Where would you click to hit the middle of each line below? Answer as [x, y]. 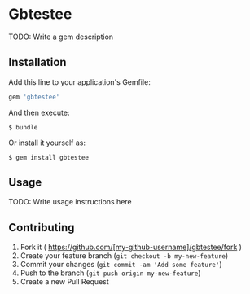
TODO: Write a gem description [61, 37]
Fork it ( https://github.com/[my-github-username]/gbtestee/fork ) [131, 247]
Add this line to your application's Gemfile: [79, 81]
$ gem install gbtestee [49, 157]
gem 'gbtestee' [34, 97]
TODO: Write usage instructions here [70, 202]
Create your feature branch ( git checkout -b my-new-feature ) [124, 256]
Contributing [42, 228]
